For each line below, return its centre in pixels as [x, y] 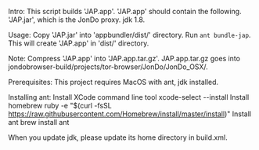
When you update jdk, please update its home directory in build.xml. [118, 137]
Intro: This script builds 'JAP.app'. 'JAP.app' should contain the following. [125, 11]
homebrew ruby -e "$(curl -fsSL [60, 106]
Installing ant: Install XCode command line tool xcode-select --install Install [129, 97]
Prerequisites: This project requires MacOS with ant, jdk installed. [113, 82]
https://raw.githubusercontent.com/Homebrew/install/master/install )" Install [130, 114]
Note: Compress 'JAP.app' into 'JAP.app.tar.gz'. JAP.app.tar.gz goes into [124, 59]
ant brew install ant [39, 122]
